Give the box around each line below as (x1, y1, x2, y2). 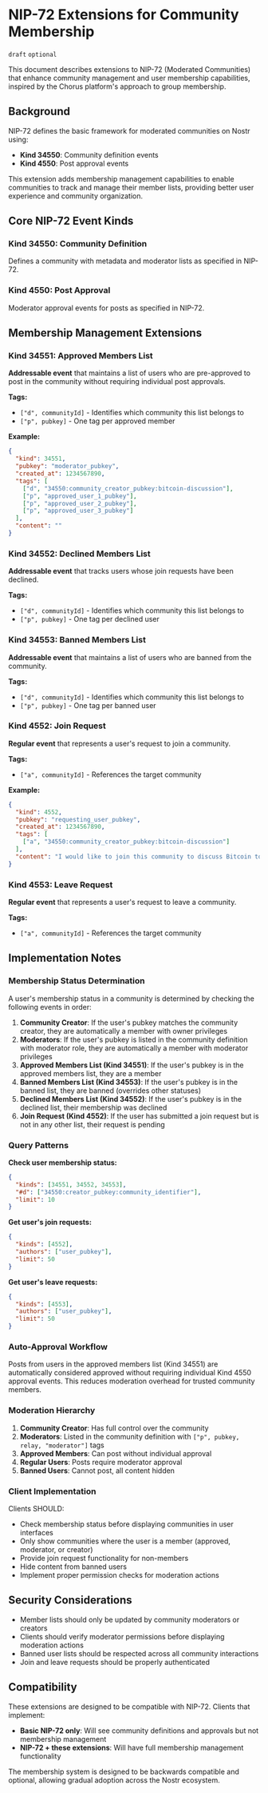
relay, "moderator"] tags (19, 1440, 105, 1450)
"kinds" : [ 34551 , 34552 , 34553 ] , (15, 1180, 127, 1189)
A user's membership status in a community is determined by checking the (8, 994, 255, 1003)
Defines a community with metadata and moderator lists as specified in (8, 256, 242, 266)
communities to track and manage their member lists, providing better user (8, 182, 254, 192)
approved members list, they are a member (19, 1068, 162, 1078)
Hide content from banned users (19, 1562, 128, 1571)
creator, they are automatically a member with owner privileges (19, 1026, 228, 1035)
